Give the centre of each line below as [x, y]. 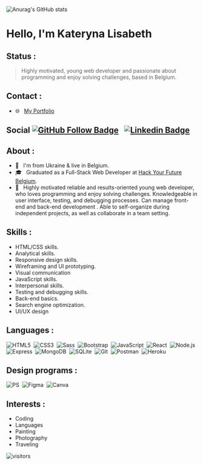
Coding [24, 419]
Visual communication [43, 272]
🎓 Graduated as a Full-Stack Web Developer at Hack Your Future [98, 172]
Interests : [26, 404]
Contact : [24, 96]
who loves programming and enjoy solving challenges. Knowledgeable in [106, 194]
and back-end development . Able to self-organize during [98, 207]
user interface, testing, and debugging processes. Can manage [94, 201]
